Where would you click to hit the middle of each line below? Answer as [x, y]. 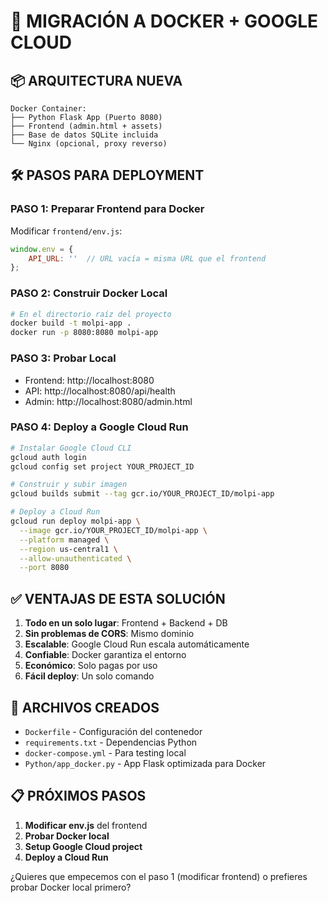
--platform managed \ [64, 540]
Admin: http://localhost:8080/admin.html [108, 401]
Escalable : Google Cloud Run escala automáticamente [137, 644]
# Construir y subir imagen [69, 485]
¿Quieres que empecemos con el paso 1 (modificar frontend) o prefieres [159, 876]
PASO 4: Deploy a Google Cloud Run [99, 427]
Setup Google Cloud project [83, 846]
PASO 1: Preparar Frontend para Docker [107, 209]
